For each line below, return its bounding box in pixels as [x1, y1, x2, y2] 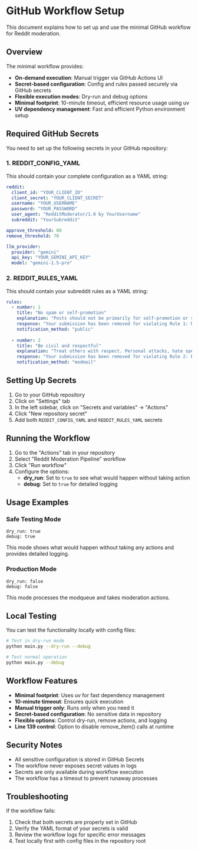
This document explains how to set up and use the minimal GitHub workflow [6, 24, 191, 31]
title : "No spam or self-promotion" [16, 310, 107, 316]
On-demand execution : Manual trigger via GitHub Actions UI [14, 74, 163, 81]
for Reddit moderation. [6, 29, 61, 37]
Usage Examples [6, 497, 69, 508]
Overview [6, 47, 43, 57]
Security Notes [6, 740, 63, 750]
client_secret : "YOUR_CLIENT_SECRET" [11, 195, 104, 201]
